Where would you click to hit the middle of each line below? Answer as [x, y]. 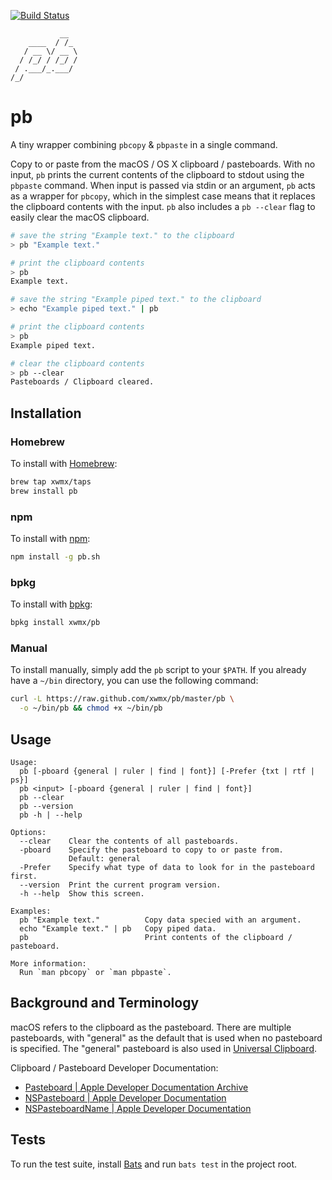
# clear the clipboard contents [77, 363]
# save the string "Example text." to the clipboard [122, 235]
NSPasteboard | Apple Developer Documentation [125, 1097]
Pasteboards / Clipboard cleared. [82, 382]
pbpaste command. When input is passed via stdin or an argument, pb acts [163, 185]
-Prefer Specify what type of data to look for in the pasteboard [167, 867]
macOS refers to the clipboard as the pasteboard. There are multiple [151, 1027]
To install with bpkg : [51, 604]
